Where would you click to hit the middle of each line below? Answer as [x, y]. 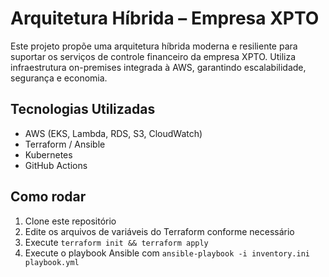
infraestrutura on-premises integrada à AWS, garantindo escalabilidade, [158, 67]
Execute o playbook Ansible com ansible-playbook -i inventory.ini [167, 253]
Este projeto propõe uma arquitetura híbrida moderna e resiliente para [154, 46]
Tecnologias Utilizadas [83, 109]
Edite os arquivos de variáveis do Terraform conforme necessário [159, 231]
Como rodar [48, 197]
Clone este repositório [70, 221]
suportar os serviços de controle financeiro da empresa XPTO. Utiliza [153, 56]
